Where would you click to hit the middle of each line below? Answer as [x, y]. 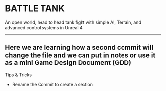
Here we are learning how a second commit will [79, 47]
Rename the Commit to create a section [52, 84]
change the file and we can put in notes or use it [80, 55]
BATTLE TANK [35, 9]
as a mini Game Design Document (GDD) [68, 63]
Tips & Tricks [19, 75]
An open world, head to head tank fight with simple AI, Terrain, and [73, 22]
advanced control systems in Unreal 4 [44, 27]
